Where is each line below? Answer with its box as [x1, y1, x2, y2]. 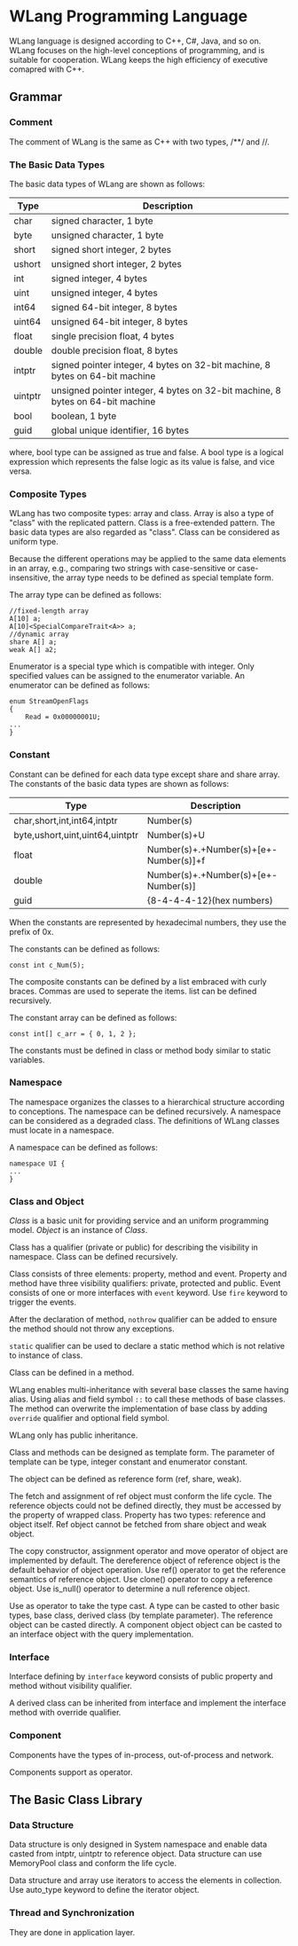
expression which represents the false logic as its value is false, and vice [9, 456, 275, 467]
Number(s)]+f [146, 854, 206, 867]
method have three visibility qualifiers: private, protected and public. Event [9, 1278, 281, 1289]
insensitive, [9, 572, 51, 583]
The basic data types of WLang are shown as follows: [9, 178, 206, 189]
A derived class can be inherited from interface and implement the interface [9, 1698, 286, 1708]
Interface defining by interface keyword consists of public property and [9, 1671, 273, 1682]
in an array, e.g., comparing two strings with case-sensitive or [9, 563, 236, 574]
